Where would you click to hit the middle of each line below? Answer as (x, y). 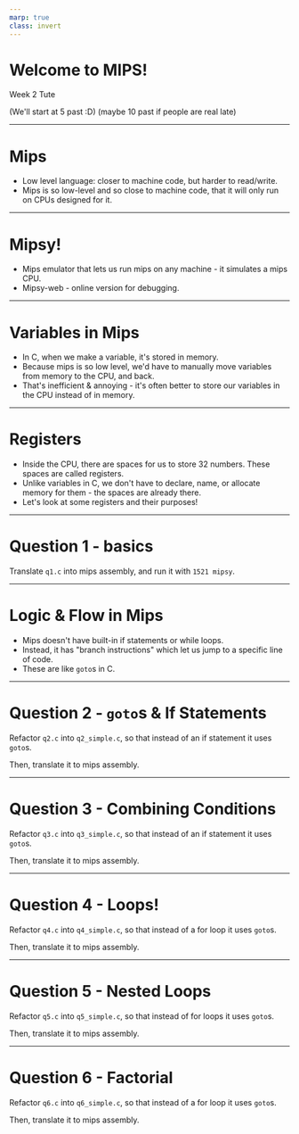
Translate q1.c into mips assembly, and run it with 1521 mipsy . (122, 571)
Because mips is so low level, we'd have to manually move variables (147, 367)
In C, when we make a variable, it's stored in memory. (121, 357)
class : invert (36, 26)
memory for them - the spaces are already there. (112, 493)
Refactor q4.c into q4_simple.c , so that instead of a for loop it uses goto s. (143, 930)
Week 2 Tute (32, 95)
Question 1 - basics (81, 546)
